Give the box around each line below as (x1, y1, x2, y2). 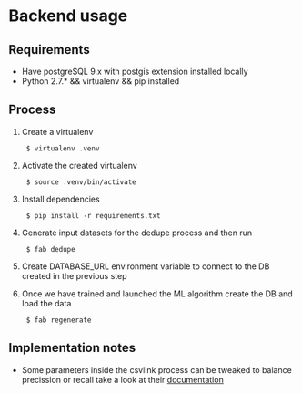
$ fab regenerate (25, 316, 92, 325)
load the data (21, 297, 72, 308)
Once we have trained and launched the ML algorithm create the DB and (21, 288, 293, 299)
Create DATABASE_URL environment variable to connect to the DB (21, 261, 270, 272)
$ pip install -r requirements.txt (25, 211, 161, 220)
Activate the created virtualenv (21, 160, 137, 171)
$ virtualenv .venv (25, 143, 100, 153)
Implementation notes (8, 340, 136, 356)
